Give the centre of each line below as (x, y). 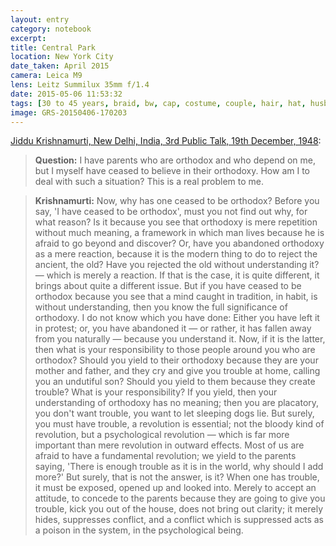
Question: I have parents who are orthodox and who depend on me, (175, 160)
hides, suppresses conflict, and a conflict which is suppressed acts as (179, 520)
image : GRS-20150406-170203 (69, 112)
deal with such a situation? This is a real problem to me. (149, 182)
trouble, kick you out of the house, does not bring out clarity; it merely (179, 509)
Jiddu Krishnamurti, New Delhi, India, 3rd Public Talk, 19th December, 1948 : (166, 141)
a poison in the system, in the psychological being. (139, 530)
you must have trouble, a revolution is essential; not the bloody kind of (179, 424)
